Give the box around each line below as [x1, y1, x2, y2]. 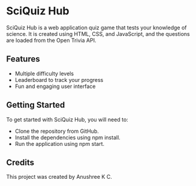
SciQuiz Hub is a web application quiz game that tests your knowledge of [6, 24, 187, 31]
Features [6, 54, 40, 64]
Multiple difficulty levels [14, 70, 74, 77]
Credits [6, 157, 35, 167]
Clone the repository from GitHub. [14, 127, 99, 135]
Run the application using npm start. [14, 140, 105, 147]
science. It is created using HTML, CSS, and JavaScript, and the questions [6, 30, 190, 37]
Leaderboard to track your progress [14, 76, 104, 83]
